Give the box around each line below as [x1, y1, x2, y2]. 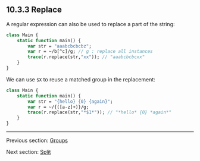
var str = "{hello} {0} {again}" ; [27, 98, 113, 105]
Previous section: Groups [6, 137, 68, 144]
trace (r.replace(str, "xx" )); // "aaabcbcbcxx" [27, 54, 145, 60]
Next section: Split [6, 149, 51, 156]
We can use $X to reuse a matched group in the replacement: [6, 75, 156, 83]
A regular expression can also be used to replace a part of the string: [6, 20, 175, 27]
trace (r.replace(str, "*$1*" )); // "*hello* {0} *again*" [27, 109, 171, 115]
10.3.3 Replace [6, 5, 62, 15]
